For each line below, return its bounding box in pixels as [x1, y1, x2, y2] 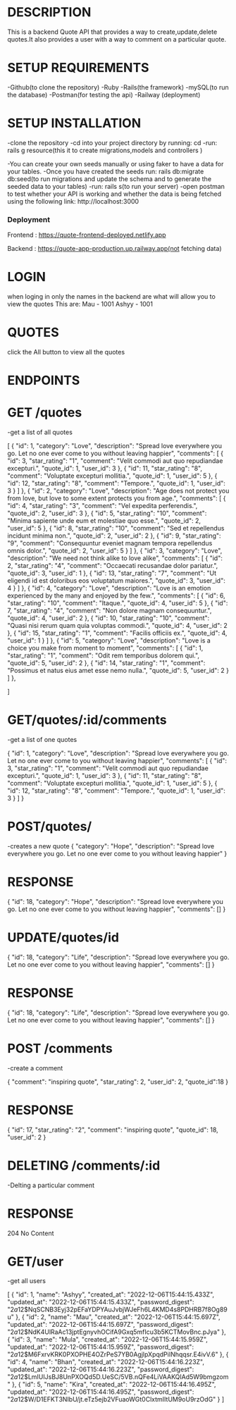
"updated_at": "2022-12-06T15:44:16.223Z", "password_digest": [7, 1365, 194, 1374]
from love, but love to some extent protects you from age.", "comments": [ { [7, 494, 226, 502]
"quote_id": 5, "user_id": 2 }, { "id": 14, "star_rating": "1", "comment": [7, 659, 206, 667]
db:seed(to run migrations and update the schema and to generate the [7, 174, 212, 183]
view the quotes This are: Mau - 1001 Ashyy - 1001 [7, 300, 154, 309]
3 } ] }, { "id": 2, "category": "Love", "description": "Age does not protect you [7, 487, 230, 495]
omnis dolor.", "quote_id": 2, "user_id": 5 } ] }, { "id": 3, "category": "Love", [7, 547, 223, 555]
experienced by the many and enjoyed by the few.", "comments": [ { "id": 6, [7, 591, 225, 600]
